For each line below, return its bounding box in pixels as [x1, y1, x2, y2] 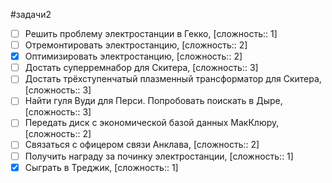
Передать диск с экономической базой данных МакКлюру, [24, 117, 280, 129]
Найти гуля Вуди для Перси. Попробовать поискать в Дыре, [24, 95, 283, 107]
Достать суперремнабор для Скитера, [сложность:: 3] [24, 62, 259, 74]
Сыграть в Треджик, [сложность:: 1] [24, 161, 179, 173]
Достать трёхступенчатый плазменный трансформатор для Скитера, [24, 73, 322, 85]
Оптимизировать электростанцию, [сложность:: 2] [24, 50, 243, 63]
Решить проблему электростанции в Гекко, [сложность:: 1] [24, 28, 278, 39]
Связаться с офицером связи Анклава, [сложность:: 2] [24, 139, 260, 151]
